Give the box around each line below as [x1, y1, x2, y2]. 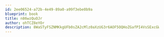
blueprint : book [5, 12, 38, 16]
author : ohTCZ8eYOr [5, 20, 45, 25]
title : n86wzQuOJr [5, 16, 42, 21]
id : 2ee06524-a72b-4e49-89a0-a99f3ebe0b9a [5, 7, 93, 12]
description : [5, 25, 32, 30]
